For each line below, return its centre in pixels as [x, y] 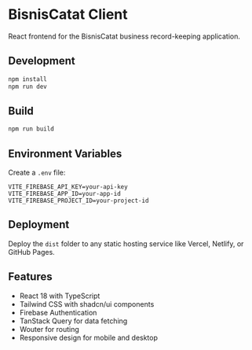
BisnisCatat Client [68, 15]
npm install [27, 79]
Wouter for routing [49, 329]
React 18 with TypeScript [60, 296]
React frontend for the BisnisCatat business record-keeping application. [124, 36]
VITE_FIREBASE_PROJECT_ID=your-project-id [79, 201]
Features [30, 277]
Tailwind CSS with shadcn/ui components [87, 304]
